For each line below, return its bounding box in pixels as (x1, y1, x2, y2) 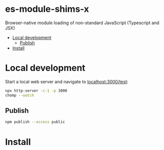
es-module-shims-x (5, 3, 89, 15)
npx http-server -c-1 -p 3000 (5, 88, 68, 93)
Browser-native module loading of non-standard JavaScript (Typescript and (5, 20, 160, 26)
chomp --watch (5, 93, 35, 98)
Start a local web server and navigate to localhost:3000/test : (5, 78, 128, 84)
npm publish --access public (5, 119, 65, 124)
